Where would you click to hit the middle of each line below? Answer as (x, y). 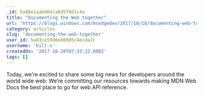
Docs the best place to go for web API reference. (67, 87)
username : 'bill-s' (31, 46)
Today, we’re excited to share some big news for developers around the (95, 74)
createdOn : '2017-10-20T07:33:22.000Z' (56, 52)
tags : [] (17, 57)
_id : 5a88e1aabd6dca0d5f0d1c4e (46, 12)
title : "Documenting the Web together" (56, 18)
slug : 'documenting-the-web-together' (55, 35)
